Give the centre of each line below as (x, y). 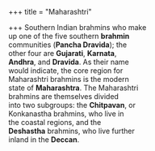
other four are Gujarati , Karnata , (63, 53)
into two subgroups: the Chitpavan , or (72, 105)
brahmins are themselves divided (64, 96)
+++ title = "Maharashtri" (50, 12)
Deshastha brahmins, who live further (71, 131)
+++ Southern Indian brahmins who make (77, 27)
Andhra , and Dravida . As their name (69, 62)
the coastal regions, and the (55, 122)
